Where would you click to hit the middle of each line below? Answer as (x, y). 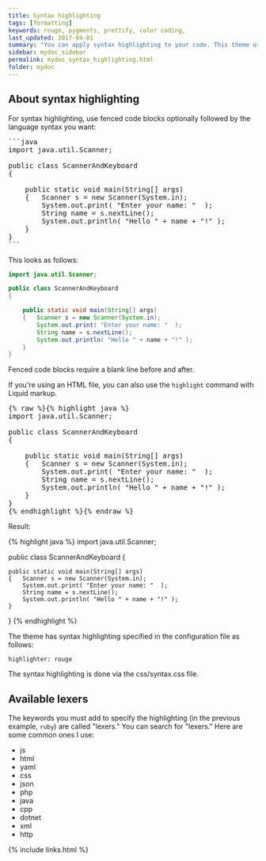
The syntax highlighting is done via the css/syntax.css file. (104, 674)
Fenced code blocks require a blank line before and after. (101, 370)
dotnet (30, 817)
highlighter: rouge (40, 659)
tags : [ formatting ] (40, 23)
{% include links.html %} (48, 850)
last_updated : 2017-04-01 (51, 38)
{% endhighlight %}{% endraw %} (71, 511)
